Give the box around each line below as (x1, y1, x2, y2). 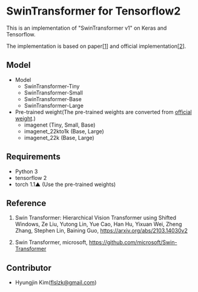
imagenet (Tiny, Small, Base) (24, 121, 96, 128)
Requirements (6, 151, 61, 162)
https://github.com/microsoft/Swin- (88, 239, 177, 246)
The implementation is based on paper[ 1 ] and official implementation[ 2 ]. (6, 42, 186, 50)
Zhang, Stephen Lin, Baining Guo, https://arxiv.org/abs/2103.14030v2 (15, 227, 188, 234)
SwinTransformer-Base (24, 95, 82, 102)
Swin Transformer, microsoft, (15, 239, 88, 246)
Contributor (6, 262, 51, 273)
